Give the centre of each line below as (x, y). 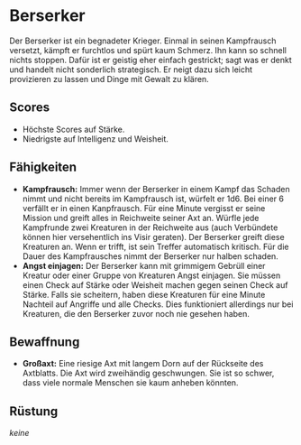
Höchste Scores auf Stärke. (73, 129)
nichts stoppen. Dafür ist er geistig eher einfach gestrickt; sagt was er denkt (151, 60)
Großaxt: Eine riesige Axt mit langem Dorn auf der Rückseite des (143, 364)
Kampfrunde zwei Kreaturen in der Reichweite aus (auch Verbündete (150, 227)
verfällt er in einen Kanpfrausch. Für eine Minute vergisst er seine (144, 208)
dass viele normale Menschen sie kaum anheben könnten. (130, 383)
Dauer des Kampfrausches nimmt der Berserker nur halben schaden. (150, 256)
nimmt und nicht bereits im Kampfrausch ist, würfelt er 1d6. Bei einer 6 (153, 199)
